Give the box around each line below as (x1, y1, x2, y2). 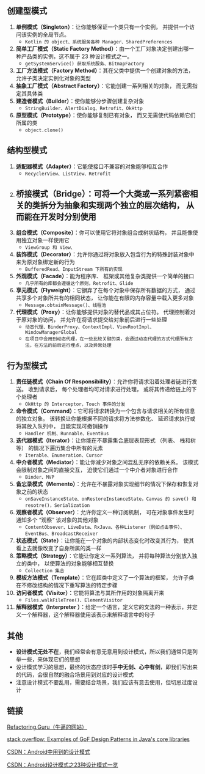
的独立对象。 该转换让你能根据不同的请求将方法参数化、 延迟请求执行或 (15, 415, 196, 422)
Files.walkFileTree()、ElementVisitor (24, 597, 123, 603)
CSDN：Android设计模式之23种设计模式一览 (7, 761, 118, 768)
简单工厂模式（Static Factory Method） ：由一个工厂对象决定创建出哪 (15, 45, 189, 52)
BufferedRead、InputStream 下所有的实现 (24, 267, 123, 273)
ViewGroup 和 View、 (24, 245, 76, 251)
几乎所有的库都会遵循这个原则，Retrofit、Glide (24, 281, 134, 287)
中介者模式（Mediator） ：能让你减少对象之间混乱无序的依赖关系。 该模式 (15, 459, 199, 466)
